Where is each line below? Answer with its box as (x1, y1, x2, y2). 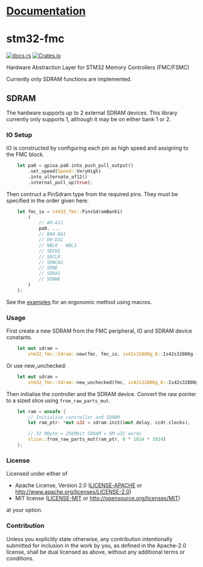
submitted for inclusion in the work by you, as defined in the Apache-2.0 (6, 542, 186, 549)
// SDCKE (38, 248, 61, 254)
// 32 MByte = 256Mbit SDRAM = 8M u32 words (28, 431, 142, 437)
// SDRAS (38, 271, 61, 277)
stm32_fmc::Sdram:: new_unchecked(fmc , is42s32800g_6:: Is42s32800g (28, 379, 199, 385)
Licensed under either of (6, 470, 68, 477)
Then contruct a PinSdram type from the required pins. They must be (6, 190, 178, 197)
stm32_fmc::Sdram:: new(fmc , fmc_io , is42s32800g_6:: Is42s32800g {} (28, 351, 201, 357)
